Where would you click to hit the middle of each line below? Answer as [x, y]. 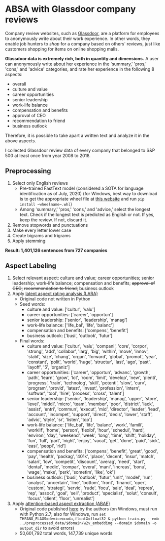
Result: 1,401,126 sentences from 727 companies [56, 250]
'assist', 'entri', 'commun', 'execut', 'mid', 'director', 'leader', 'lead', [94, 409]
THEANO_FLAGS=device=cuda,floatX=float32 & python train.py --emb [89, 519]
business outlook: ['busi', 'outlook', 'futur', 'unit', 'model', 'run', [90, 477]
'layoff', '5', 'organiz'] [48, 367]
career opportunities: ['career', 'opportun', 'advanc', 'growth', [89, 372]
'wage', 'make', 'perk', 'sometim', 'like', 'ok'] [71, 472]
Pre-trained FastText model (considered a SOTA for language [82, 188]
